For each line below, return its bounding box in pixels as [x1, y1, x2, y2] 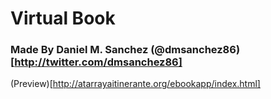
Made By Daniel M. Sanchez [10, 43, 149, 57]
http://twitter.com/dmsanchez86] [14, 55, 183, 69]
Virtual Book [10, 7, 116, 30]
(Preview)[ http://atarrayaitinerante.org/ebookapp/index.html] [10, 78, 261, 90]
